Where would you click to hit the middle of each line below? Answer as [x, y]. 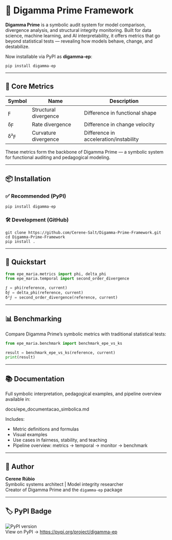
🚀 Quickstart [26, 262]
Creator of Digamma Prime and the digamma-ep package [64, 490]
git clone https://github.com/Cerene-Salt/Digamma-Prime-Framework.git [83, 232]
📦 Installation [28, 179]
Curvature [44, 133]
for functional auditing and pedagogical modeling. [58, 157]
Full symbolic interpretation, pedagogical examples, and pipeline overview [83, 394]
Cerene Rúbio [20, 479]
